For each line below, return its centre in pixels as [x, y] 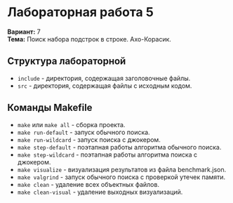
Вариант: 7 [24, 32]
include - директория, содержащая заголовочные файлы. [104, 78]
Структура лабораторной [67, 61]
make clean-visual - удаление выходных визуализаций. [100, 192]
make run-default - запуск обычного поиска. [84, 132]
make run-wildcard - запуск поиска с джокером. [89, 139]
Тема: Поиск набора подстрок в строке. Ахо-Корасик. [89, 39]
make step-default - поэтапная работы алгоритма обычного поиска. [119, 147]
